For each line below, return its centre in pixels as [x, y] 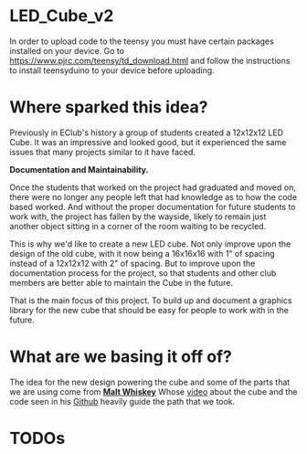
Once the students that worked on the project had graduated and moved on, [153, 187]
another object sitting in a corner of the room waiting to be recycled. [138, 226]
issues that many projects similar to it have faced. [103, 152]
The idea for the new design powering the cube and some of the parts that [150, 382]
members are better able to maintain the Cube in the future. [121, 282]
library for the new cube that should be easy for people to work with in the [149, 310]
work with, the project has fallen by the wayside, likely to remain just [138, 216]
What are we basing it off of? [121, 357]
